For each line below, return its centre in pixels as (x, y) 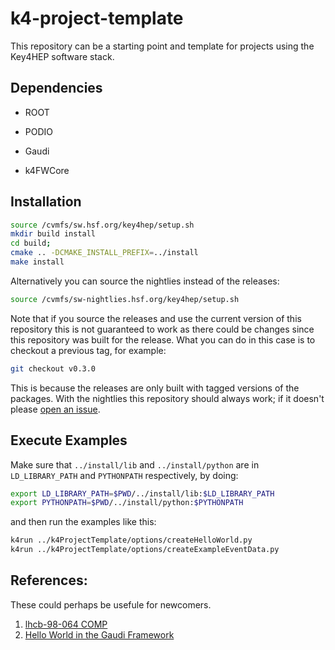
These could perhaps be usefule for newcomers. (111, 604)
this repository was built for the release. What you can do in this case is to (163, 339)
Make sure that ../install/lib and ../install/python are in (135, 464)
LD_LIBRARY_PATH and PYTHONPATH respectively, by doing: (124, 475)
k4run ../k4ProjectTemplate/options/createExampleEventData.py (145, 550)
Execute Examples (69, 440)
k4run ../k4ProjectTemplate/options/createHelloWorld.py (131, 540)
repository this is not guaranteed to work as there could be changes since (162, 329)
